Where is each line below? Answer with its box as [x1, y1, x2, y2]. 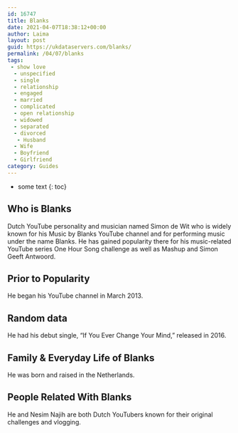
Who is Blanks [7, 203, 72, 215]
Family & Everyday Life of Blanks [7, 352, 155, 364]
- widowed [13, 116, 43, 123]
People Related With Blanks [7, 391, 132, 403]
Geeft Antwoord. [7, 252, 56, 261]
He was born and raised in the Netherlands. [7, 371, 135, 379]
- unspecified [13, 70, 55, 77]
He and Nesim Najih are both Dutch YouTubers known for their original [7, 410, 213, 419]
